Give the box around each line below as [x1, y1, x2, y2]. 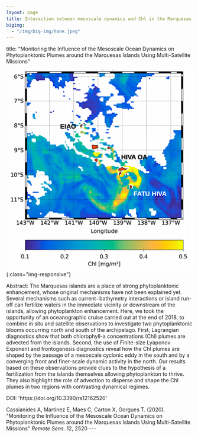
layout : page [6, 9, 38, 15]
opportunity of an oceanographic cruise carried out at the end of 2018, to [6, 314, 184, 321]
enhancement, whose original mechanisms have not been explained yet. [6, 288, 182, 296]
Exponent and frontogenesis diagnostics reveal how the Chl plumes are [6, 345, 180, 352]
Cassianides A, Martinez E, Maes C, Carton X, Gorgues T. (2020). [6, 406, 165, 413]
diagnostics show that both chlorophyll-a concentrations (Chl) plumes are [6, 333, 186, 340]
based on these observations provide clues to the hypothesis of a [6, 364, 166, 371]
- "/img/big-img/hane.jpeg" [11, 28, 81, 34]
